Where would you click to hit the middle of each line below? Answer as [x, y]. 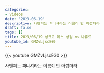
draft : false [18, 28]
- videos [14, 14]
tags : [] [14, 32]
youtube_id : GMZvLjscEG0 [30, 42]
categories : [17, 10]
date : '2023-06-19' [25, 19]
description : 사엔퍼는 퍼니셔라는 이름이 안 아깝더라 [52, 23]
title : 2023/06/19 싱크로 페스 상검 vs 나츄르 [48, 37]
